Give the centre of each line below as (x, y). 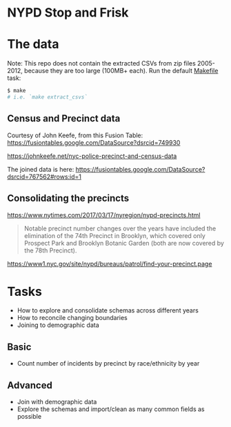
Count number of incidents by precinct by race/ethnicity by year (108, 364)
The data (33, 44)
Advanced (30, 385)
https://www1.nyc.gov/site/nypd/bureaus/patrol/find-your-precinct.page (110, 264)
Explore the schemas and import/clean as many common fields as (111, 409)
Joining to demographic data (58, 325)
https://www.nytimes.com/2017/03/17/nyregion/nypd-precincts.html (104, 215)
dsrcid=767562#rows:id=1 (44, 177)
